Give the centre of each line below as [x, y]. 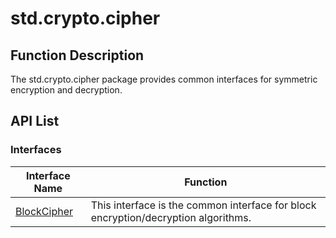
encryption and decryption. [66, 90]
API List [35, 121]
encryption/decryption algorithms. [171, 217]
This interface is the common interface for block [203, 205]
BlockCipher [44, 211]
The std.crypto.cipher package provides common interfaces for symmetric [164, 79]
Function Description [77, 55]
